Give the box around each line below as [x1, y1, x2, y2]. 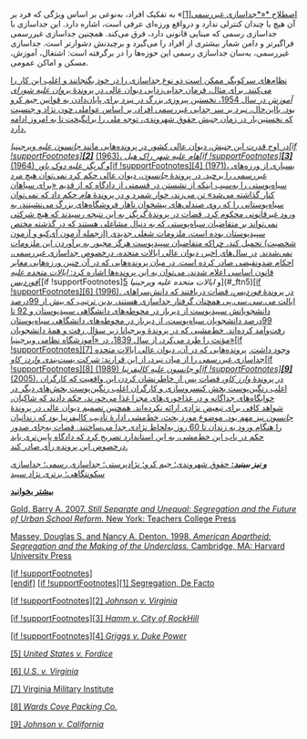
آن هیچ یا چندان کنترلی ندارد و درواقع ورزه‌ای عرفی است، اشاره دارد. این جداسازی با [10, 18, 296, 29]
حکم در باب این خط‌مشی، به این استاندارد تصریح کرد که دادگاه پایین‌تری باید [10, 431, 264, 442]
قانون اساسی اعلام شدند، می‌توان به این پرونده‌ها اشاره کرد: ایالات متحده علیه [10, 267, 274, 277]
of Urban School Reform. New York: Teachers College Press [10, 513, 237, 524]
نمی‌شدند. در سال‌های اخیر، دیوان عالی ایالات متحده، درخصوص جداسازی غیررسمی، [10, 247, 293, 258]
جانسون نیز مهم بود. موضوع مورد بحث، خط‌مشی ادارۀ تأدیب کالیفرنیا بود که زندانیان [10, 412, 294, 423]
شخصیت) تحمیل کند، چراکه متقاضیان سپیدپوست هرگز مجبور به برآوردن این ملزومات [10, 238, 297, 248]
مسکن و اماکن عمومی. [10, 57, 89, 67]
